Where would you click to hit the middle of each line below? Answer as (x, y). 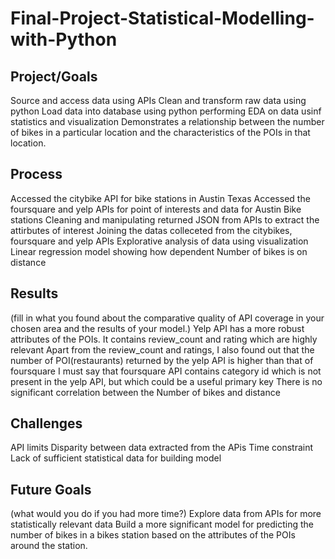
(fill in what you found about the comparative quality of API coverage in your (167, 318)
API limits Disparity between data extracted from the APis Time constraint (162, 448)
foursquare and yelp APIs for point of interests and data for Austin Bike (156, 209)
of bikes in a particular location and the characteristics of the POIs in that (160, 132)
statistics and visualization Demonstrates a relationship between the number (167, 121)
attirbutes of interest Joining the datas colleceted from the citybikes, (151, 230)
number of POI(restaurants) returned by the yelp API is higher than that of (162, 360)
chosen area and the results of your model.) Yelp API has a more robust (157, 328)
